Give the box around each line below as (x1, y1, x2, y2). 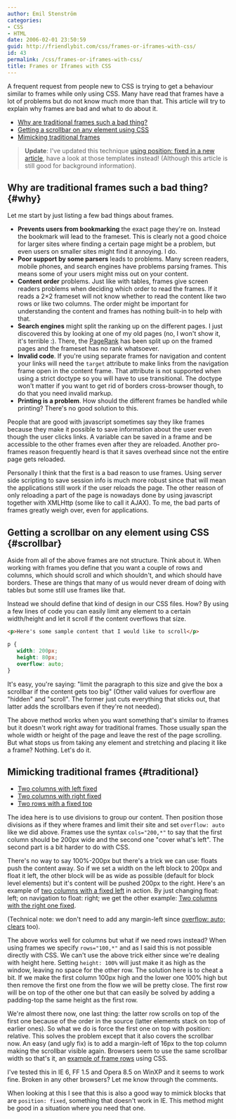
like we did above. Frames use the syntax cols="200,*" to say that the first (7, 828, 223, 836)
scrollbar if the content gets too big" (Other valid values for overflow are (7, 687, 216, 696)
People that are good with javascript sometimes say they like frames (7, 418, 205, 426)
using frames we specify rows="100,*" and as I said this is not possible (7, 943, 212, 952)
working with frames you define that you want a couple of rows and (7, 564, 203, 572)
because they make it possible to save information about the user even (7, 425, 212, 434)
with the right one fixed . (7, 901, 77, 910)
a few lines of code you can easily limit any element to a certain (7, 607, 191, 616)
